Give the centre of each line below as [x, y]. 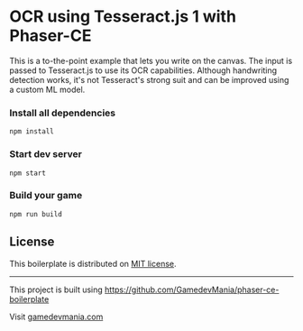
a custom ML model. [47, 89]
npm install [32, 132]
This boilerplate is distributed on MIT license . [93, 263]
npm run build [36, 214]
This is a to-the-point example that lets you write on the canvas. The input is [151, 60]
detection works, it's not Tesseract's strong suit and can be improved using [149, 79]
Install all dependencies [62, 113]
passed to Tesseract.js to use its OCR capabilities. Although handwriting [143, 70]
